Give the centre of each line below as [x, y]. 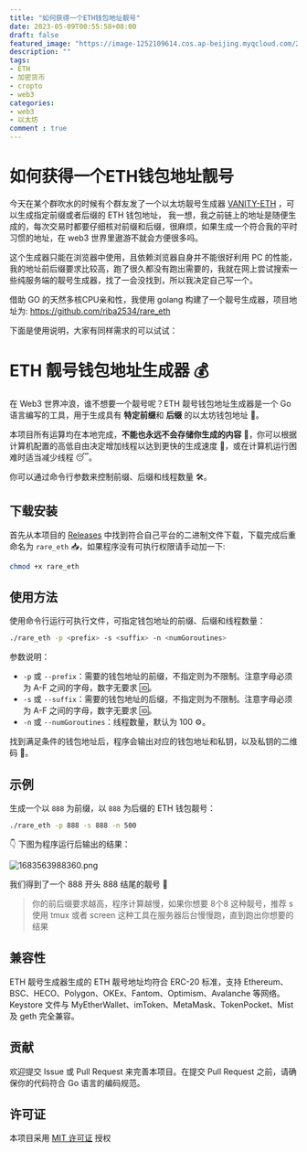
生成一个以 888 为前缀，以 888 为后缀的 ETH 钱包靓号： [113, 808]
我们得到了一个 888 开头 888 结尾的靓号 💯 [89, 884]
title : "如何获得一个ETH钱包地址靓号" [75, 18]
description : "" [40, 52]
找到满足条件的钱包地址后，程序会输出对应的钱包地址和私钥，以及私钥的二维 [153, 741]
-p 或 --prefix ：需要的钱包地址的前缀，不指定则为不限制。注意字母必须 [158, 677]
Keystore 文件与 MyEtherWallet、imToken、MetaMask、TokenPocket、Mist [152, 1004]
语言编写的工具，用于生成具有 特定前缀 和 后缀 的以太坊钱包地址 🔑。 [137, 415]
